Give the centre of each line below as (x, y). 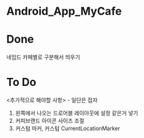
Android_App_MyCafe (64, 11)
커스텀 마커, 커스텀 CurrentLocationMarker (68, 128)
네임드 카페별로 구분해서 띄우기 (44, 57)
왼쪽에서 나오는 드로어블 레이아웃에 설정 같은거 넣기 (77, 113)
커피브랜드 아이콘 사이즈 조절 (50, 121)
